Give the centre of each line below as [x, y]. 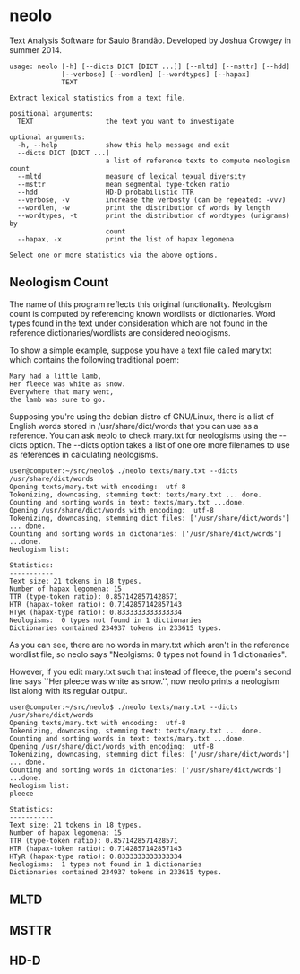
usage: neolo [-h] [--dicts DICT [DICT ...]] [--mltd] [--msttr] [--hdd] [150, 66]
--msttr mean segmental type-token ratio [124, 184]
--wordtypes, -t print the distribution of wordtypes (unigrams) [154, 215]
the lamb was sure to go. [57, 399]
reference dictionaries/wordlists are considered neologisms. [120, 332]
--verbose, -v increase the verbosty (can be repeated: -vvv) [152, 200]
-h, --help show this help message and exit [124, 145]
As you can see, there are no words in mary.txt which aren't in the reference [150, 645]
